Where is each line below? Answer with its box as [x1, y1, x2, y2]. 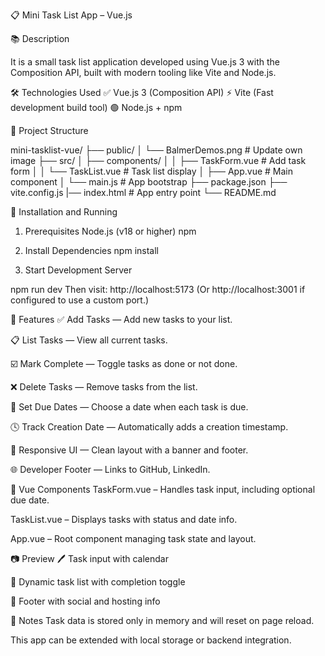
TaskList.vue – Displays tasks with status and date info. [10, 514, 238, 525]
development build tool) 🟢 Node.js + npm [10, 102, 183, 113]
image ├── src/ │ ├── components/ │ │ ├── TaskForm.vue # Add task [10, 155, 307, 166]
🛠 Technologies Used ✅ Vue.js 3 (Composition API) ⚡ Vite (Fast [10, 87, 274, 98]
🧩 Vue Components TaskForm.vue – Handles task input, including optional [10, 484, 316, 495]
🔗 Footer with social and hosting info [10, 595, 161, 607]
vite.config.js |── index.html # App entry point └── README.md [10, 187, 277, 198]
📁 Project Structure [10, 125, 89, 136]
